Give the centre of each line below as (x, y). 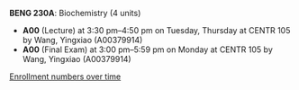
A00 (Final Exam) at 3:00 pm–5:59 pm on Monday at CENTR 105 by (147, 49)
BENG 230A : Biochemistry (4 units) (75, 13)
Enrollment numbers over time (65, 76)
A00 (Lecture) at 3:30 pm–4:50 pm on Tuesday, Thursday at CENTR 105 (156, 30)
